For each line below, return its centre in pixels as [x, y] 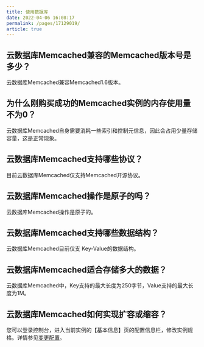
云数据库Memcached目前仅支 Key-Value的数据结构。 [73, 249]
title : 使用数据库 [27, 12]
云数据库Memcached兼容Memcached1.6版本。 [65, 82]
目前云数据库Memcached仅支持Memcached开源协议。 [75, 175]
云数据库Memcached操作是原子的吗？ [79, 196]
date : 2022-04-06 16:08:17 [40, 18]
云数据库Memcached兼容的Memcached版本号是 [99, 55]
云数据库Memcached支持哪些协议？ [75, 159]
